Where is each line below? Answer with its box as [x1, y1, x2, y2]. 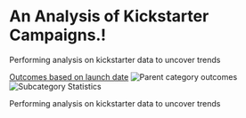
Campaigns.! [9, 25, 107, 45]
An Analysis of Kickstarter [9, 6, 209, 27]
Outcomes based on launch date [9, 71, 129, 82]
